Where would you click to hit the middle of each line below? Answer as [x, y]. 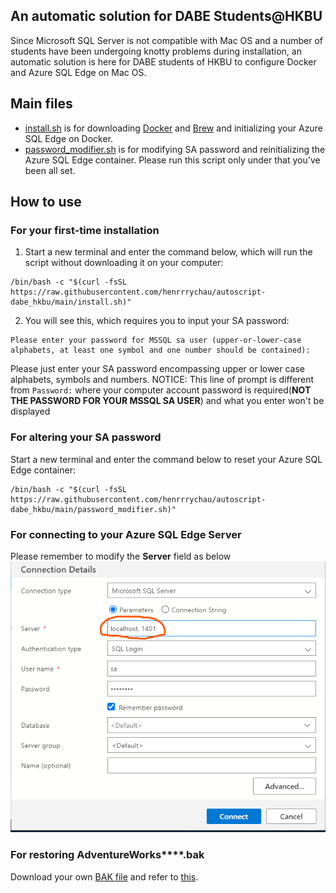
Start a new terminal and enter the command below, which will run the [168, 252]
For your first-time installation [85, 230]
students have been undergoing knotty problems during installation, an [156, 51]
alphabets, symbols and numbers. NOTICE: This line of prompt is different [162, 380]
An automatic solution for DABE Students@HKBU [166, 16]
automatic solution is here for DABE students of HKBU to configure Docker [163, 61]
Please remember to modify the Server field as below [121, 556]
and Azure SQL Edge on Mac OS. [78, 72]
